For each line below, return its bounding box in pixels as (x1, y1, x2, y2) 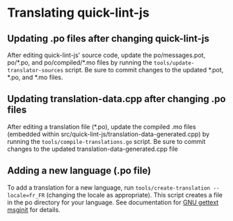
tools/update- (154, 60, 195, 67)
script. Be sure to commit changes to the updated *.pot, (65, 66, 224, 74)
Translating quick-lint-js (7, 5, 150, 21)
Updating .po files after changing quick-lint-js (7, 33, 210, 44)
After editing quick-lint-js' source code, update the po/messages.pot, (7, 51, 206, 59)
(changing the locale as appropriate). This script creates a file (46, 190, 223, 199)
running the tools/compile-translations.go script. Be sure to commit (7, 137, 206, 145)
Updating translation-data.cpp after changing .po (7, 93, 226, 105)
